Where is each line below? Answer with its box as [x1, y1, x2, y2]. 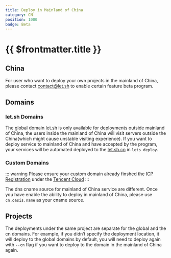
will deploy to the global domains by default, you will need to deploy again [5, 236, 161, 243]
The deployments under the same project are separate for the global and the [5, 225, 166, 231]
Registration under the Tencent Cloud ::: [5, 176, 89, 182]
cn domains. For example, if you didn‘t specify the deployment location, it [5, 231, 160, 237]
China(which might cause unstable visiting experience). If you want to [5, 135, 152, 142]
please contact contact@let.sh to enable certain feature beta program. [5, 83, 154, 89]
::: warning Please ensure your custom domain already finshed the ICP [5, 171, 154, 177]
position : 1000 [5, 17, 38, 22]
